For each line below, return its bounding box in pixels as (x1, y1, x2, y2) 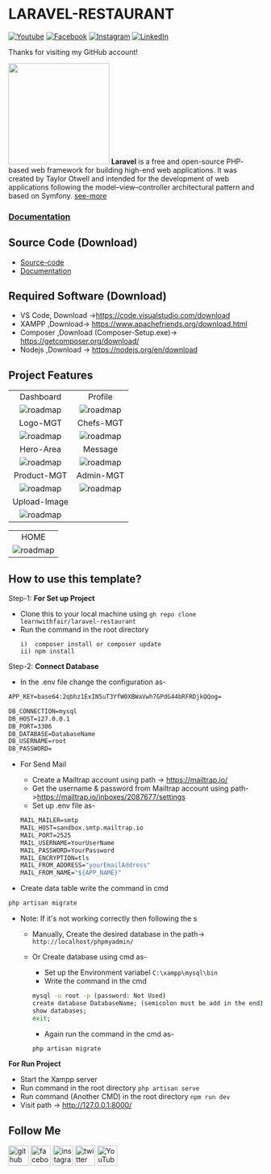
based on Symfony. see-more (8, 190, 107, 200)
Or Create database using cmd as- (31, 952, 148, 962)
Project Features (8, 368, 94, 382)
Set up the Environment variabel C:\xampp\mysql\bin (44, 967, 218, 977)
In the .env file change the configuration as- (19, 677, 167, 687)
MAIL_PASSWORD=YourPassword (19, 846, 115, 854)
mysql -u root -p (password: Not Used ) (31, 992, 167, 1001)
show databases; (31, 1006, 87, 1015)
